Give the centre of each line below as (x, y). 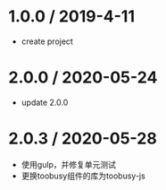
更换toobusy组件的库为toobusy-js (83, 176)
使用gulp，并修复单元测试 (69, 164)
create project (47, 41)
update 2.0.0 (45, 102)
